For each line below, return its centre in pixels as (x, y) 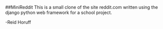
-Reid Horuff (18, 22)
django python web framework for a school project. (59, 12)
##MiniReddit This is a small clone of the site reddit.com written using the (82, 7)
